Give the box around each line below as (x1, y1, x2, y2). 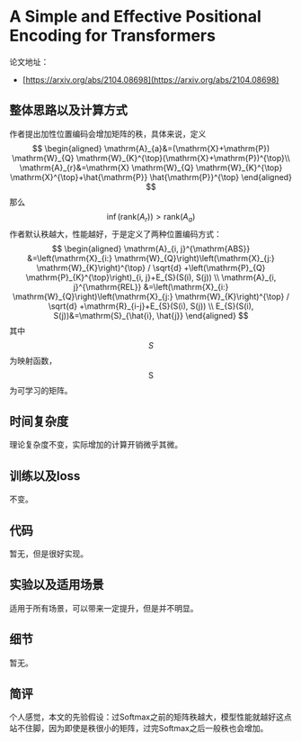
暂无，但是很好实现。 (9, 547, 88, 559)
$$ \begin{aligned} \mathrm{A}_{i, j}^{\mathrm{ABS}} (51, 243, 251, 254)
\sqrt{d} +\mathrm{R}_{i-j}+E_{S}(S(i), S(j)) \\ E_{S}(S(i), (48, 300, 254, 312)
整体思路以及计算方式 (9, 103, 128, 118)
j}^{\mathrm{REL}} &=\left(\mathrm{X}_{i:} (73, 281, 229, 292)
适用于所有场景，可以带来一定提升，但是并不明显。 (9, 602, 199, 613)
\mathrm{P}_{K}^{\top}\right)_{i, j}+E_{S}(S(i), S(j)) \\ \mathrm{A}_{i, (25, 272, 277, 283)
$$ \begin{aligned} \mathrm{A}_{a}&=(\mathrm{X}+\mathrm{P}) (31, 142, 270, 154)
